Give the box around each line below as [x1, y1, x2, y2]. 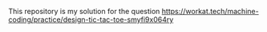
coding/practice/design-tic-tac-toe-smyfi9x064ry [8, 15, 174, 24]
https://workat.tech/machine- [161, 7, 259, 16]
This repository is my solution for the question [8, 7, 160, 16]
